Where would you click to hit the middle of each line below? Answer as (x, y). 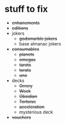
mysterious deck (36, 112)
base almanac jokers (40, 43)
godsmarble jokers (38, 39)
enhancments (26, 23)
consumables (25, 49)
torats (25, 70)
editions (20, 28)
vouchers (21, 117)
